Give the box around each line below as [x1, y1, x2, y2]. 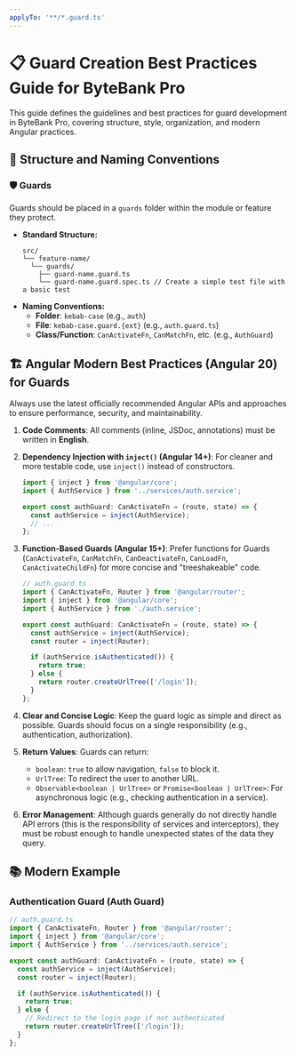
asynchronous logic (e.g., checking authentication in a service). [35, 792, 268, 803]
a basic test [21, 285, 71, 294]
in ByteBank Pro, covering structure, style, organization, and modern [9, 116, 260, 127]
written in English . [21, 435, 90, 445]
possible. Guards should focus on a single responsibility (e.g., [21, 719, 248, 730]
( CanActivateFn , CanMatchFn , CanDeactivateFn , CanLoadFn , [21, 553, 228, 564]
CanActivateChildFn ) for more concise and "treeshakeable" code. [21, 562, 262, 573]
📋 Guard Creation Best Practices [9, 52, 258, 73]
